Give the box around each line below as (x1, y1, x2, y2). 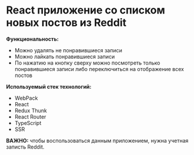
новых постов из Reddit (6, 16, 127, 29)
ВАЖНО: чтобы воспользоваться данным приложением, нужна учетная (6, 137, 189, 144)
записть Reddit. (6, 143, 45, 150)
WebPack (14, 95, 38, 102)
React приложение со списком (6, 4, 166, 17)
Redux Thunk (14, 107, 47, 114)
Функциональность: (6, 35, 59, 42)
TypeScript (14, 119, 42, 126)
